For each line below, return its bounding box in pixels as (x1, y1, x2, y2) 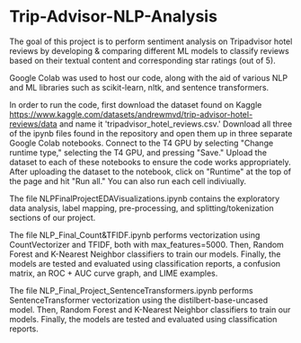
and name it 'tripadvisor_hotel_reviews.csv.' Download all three (58, 119, 293, 129)
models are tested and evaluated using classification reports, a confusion (9, 258, 281, 268)
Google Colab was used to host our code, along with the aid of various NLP (9, 72, 288, 83)
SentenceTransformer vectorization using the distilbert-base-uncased (9, 295, 268, 305)
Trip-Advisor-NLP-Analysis (9, 6, 218, 27)
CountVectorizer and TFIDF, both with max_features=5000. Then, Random (9, 239, 285, 250)
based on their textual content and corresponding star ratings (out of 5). (9, 55, 276, 66)
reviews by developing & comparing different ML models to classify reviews (9, 45, 289, 56)
